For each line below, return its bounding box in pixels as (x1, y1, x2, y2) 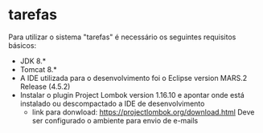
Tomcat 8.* (19, 64, 58, 74)
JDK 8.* (19, 56, 47, 66)
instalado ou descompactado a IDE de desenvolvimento (19, 99, 205, 108)
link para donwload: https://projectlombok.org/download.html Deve (31, 107, 255, 117)
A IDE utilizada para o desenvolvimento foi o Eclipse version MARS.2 (19, 73, 248, 83)
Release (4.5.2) (19, 82, 71, 91)
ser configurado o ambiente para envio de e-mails (31, 115, 199, 125)
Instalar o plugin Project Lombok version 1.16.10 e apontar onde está (19, 90, 245, 99)
